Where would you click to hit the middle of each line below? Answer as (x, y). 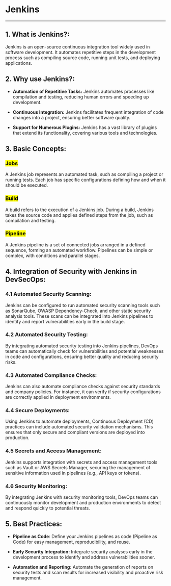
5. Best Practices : (34, 524)
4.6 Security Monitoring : (36, 486)
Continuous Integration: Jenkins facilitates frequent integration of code (88, 112)
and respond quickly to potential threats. (48, 508)
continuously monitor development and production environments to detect (83, 503)
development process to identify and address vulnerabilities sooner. (84, 557)
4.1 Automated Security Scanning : (48, 294)
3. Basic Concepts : (36, 149)
